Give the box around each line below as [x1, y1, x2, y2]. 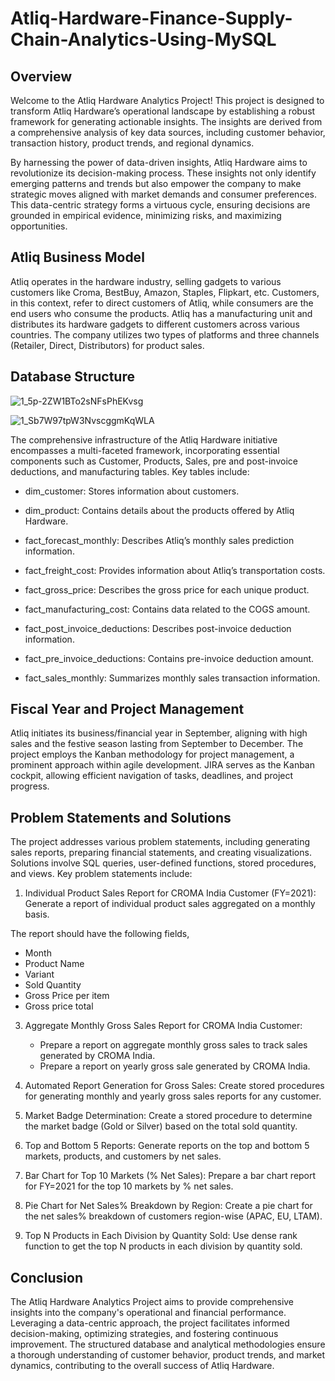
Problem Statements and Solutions [10, 809, 232, 826]
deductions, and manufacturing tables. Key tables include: [10, 465, 250, 477]
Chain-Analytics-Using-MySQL [10, 28, 277, 51]
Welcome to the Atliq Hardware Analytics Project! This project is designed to [10, 95, 325, 106]
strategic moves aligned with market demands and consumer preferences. [10, 188, 317, 200]
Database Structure [10, 368, 135, 386]
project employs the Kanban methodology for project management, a [10, 748, 295, 761]
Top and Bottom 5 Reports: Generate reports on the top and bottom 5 [24, 1140, 310, 1152]
